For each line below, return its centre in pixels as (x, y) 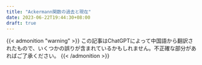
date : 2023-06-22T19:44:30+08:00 (48, 17)
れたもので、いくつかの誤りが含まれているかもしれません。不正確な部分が (99, 48)
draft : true (21, 23)
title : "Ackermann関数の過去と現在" (49, 12)
